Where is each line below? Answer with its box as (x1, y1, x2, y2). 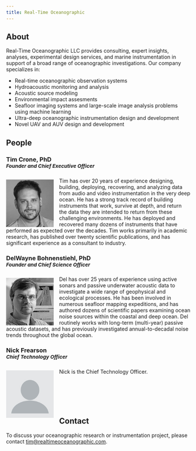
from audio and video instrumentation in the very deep (59, 190, 191, 197)
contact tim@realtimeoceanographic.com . (6, 438, 108, 445)
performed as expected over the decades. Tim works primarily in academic (6, 227, 188, 234)
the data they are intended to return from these (59, 208, 173, 215)
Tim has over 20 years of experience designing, (59, 177, 174, 184)
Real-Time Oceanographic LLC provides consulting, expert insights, (6, 47, 169, 54)
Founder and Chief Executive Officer (6, 163, 95, 169)
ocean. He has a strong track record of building (59, 196, 174, 203)
